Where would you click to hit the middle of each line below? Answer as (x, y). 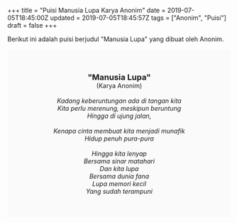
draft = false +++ (32, 25)
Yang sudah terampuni (119, 191)
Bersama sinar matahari (119, 161)
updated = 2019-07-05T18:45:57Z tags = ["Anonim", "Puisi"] (138, 18)
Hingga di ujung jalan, (119, 116)
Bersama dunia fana (119, 176)
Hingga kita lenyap (119, 153)
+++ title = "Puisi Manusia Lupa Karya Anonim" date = (87, 10)
